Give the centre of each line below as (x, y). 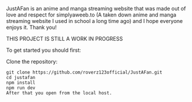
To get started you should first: (44, 50)
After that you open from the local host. (59, 93)
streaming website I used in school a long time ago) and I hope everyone (95, 21)
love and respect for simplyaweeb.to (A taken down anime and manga (91, 15)
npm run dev (21, 88)
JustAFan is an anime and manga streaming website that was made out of (96, 9)
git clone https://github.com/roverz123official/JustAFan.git (84, 73)
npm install (21, 83)
